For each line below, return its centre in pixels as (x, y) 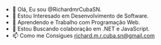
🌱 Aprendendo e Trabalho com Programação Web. (76, 22)
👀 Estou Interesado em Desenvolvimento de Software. (80, 16)
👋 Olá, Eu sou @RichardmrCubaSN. (57, 9)
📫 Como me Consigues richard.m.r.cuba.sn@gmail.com (83, 36)
